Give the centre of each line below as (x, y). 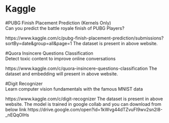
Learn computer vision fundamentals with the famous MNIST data (74, 89)
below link (16, 109)
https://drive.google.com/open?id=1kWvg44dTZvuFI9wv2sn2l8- (95, 109)
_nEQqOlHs (17, 115)
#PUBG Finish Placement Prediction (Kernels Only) (58, 23)
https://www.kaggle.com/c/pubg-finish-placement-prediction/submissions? (84, 38)
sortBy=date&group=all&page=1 (39, 43)
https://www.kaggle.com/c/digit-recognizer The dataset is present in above (84, 99)
